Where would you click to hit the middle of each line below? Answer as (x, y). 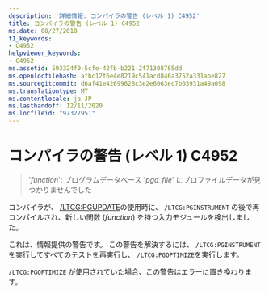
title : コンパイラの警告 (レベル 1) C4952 (74, 23)
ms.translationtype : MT (48, 91)
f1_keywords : (30, 38)
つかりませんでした (60, 190)
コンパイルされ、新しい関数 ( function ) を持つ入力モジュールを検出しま (126, 217)
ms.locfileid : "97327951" (52, 114)
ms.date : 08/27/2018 (43, 31)
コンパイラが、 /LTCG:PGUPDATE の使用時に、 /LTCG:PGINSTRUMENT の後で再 (134, 207)
